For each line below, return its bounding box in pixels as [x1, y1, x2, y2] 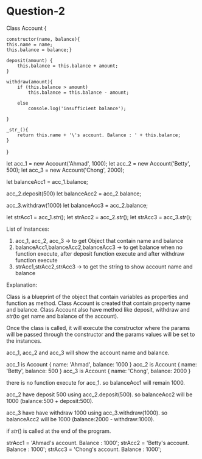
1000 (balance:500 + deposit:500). [6, 397, 94, 404]
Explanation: [6, 281, 38, 289]
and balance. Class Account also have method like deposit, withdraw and [6, 306, 190, 313]
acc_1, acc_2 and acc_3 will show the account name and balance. [6, 349, 170, 356]
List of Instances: [6, 225, 50, 233]
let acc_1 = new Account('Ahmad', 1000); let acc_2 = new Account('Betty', [6, 159, 190, 167]
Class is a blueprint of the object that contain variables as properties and [6, 293, 189, 300]
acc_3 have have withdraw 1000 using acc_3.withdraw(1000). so [6, 409, 168, 416]
